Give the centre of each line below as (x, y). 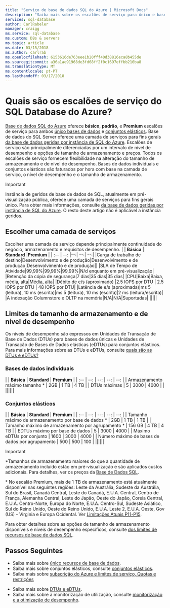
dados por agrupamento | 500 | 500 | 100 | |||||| (55, 442)
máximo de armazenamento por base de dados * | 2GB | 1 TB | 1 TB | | (78, 420)
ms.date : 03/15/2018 (27, 48)
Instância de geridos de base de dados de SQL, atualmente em (71, 194)
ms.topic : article (25, 43)
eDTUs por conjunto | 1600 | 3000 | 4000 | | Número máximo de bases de (82, 436)
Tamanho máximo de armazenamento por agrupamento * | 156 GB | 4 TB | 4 (85, 426)
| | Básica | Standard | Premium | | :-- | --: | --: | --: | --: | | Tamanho (76, 415)
